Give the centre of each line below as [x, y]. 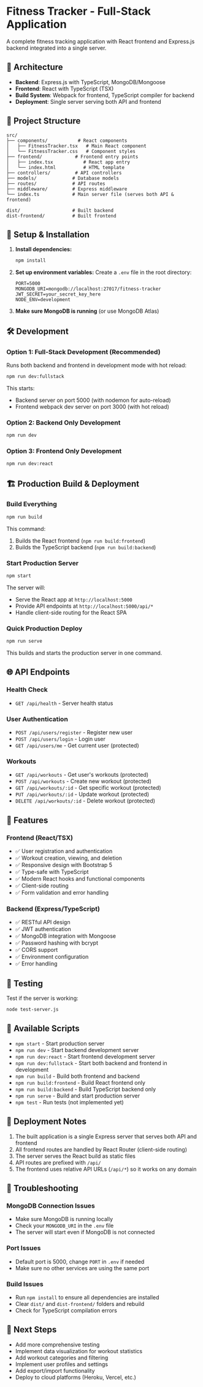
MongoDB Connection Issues [51, 1206]
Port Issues [24, 1248]
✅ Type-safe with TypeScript [52, 872]
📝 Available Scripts [43, 1028]
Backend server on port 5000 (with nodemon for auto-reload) [93, 400]
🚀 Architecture [35, 67]
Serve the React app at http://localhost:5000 [74, 599]
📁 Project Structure [44, 121]
